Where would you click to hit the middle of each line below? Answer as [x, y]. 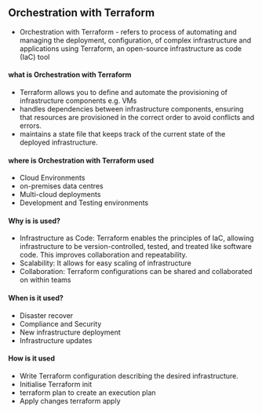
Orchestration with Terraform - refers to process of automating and [128, 31]
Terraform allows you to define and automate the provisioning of [124, 93]
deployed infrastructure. [58, 143]
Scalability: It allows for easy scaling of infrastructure [106, 263]
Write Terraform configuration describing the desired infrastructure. [129, 375]
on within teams [45, 280]
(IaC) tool [35, 57]
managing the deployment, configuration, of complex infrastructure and [135, 40]
